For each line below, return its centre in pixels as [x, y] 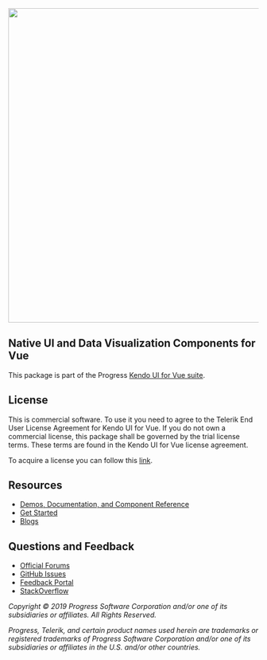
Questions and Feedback [72, 546]
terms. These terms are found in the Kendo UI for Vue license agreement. [128, 445]
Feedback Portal [46, 583]
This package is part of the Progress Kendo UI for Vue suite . [106, 375]
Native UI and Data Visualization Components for [132, 343]
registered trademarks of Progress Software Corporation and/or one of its [130, 639]
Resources [35, 485]
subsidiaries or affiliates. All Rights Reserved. [83, 615]
